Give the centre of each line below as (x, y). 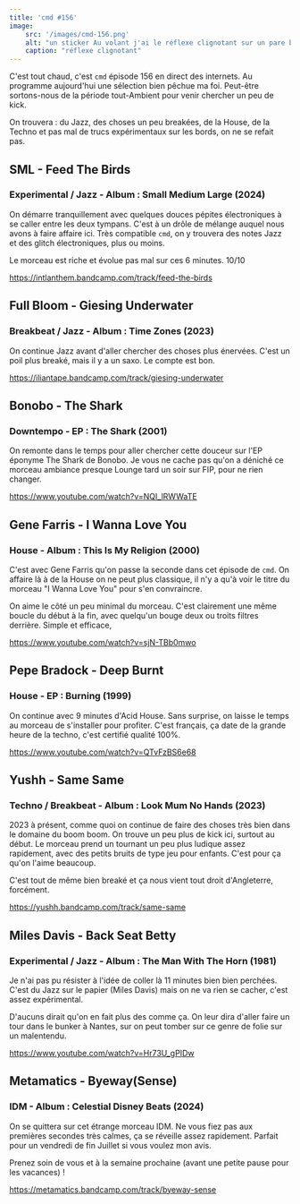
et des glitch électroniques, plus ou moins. (87, 243)
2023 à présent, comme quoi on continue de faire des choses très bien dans (150, 825)
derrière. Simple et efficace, (61, 625)
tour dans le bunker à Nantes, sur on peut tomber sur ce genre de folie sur (146, 1026)
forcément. (29, 890)
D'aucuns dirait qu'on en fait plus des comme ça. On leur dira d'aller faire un (150, 1016)
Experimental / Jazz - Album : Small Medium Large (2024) (137, 195)
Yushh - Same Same (67, 780)
